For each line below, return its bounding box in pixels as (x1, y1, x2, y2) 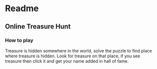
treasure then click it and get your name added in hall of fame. (5, 58, 129, 64)
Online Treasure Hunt (5, 22, 71, 31)
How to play (5, 37, 34, 44)
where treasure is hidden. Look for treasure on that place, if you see (5, 53, 141, 59)
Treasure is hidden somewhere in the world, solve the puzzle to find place (5, 48, 152, 53)
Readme (5, 3, 39, 14)
